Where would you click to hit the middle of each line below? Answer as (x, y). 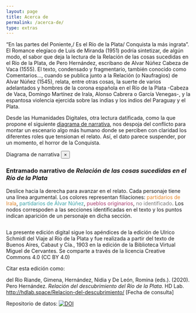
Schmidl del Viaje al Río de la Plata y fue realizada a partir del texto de (90, 238)
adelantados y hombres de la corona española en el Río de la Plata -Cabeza (97, 88)
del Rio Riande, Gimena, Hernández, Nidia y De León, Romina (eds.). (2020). (98, 280)
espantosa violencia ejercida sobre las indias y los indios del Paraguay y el (96, 101)
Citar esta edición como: (36, 268)
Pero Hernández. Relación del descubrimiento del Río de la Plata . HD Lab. (95, 286)
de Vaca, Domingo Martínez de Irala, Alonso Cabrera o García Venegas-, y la (98, 94)
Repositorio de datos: (32, 303)
